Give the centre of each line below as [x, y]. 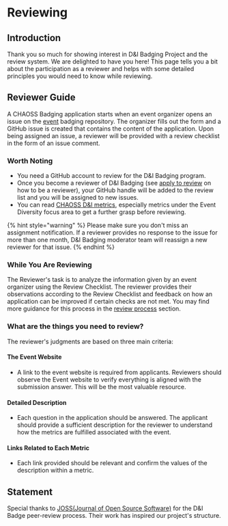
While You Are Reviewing [49, 265]
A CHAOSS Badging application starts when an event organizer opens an [110, 114]
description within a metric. [55, 471]
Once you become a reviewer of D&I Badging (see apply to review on [114, 183]
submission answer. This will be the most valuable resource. [101, 386]
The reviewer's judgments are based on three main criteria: [90, 341]
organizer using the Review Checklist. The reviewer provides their [100, 287]
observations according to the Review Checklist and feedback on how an [110, 294]
